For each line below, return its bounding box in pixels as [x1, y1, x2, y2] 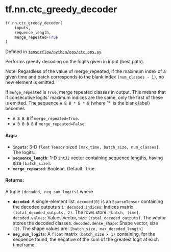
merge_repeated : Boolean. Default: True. [12, 165, 96, 171]
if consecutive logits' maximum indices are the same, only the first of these [5, 94, 163, 100]
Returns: [5, 177, 25, 183]
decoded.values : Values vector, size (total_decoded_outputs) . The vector [12, 214, 166, 220]
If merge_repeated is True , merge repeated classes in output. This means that [5, 89, 166, 95]
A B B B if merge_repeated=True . [12, 115, 79, 121]
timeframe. [12, 241, 36, 248]
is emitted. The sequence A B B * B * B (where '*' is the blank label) [5, 100, 151, 106]
